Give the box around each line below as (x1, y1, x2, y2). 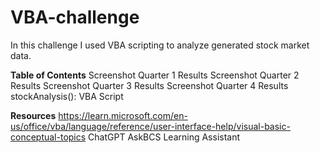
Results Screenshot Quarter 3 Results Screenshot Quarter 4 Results (10, 79, 289, 91)
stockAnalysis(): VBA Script (10, 90, 124, 102)
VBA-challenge (10, 6, 140, 29)
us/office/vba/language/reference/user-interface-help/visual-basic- (10, 120, 291, 132)
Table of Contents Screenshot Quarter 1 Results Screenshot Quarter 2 (10, 69, 300, 81)
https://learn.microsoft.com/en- (58, 109, 188, 121)
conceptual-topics (10, 131, 87, 143)
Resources (10, 109, 57, 121)
